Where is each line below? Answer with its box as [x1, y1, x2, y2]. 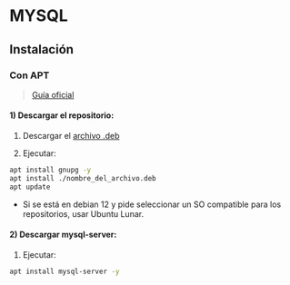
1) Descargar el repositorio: [9, 110, 115, 121]
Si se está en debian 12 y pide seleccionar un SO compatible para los [22, 199, 282, 210]
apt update [9, 182, 51, 192]
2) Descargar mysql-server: [9, 229, 117, 241]
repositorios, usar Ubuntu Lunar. [22, 208, 144, 219]
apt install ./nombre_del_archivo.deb [9, 173, 156, 182]
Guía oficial [31, 89, 75, 100]
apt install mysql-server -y [9, 267, 120, 276]
